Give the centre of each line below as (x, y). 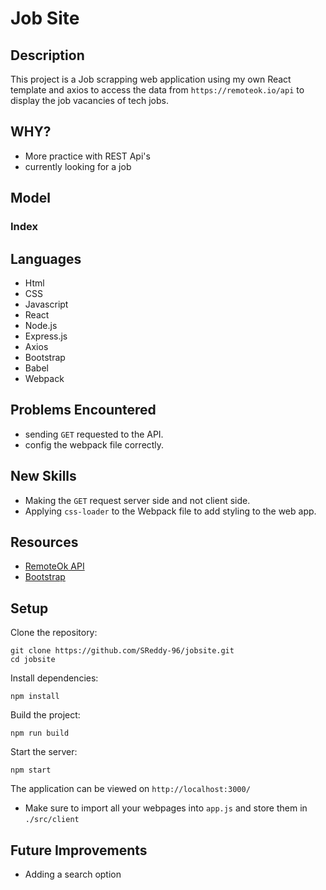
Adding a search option (73, 874)
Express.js (46, 336)
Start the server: (44, 752)
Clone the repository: (54, 633)
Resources (44, 542)
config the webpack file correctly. (94, 444)
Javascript (46, 304)
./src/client (52, 820)
